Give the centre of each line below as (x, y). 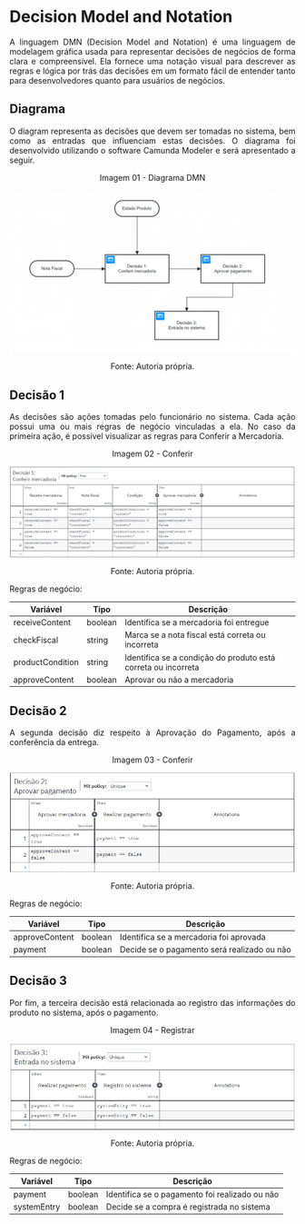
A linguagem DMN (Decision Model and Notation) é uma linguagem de (152, 42)
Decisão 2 (38, 711)
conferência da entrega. (54, 742)
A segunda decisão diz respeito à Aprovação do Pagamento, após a (152, 732)
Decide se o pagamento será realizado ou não (206, 950)
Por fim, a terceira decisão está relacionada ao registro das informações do (152, 1002)
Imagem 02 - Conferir (152, 453)
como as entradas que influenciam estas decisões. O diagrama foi (152, 140)
